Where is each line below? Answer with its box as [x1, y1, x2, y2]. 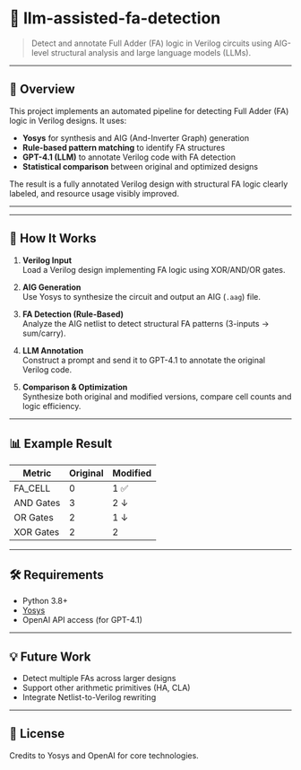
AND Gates [13, 497, 61, 510]
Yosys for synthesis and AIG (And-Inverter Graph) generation [21, 132, 249, 143]
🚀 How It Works [9, 231, 97, 246]
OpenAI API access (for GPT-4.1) [21, 615, 143, 626]
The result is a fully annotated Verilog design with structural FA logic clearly [9, 179, 288, 189]
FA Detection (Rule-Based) [21, 309, 124, 319]
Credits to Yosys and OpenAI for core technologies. [9, 749, 199, 761]
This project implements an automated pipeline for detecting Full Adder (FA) [9, 105, 289, 116]
